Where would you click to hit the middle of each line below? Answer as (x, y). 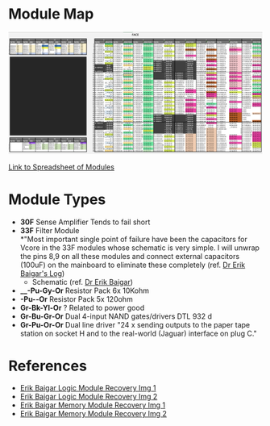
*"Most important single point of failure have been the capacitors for (134, 239)
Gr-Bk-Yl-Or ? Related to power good (82, 307)
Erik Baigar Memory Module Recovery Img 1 (93, 405)
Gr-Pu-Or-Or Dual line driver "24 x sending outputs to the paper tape (135, 324)
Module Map (51, 14)
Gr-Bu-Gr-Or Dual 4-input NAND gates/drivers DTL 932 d (116, 316)
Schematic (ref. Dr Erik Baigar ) (83, 282)
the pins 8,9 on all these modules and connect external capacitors (130, 256)
